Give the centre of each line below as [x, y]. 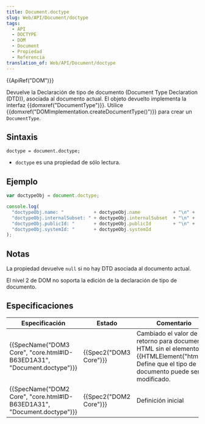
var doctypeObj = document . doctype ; [53, 196]
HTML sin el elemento [168, 348]
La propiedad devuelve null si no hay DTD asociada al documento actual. [99, 269]
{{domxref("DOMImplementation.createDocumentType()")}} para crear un [99, 111]
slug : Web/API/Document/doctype [47, 18]
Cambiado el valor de [167, 333]
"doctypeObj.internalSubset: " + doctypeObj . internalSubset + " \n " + [103, 218]
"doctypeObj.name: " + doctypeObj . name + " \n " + [103, 212]
